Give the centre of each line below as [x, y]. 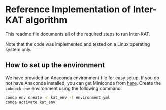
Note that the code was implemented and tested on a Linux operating [78, 44]
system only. [19, 49]
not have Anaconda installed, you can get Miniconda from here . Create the [83, 83]
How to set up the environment [55, 65]
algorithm [46, 20]
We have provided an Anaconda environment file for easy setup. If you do [82, 78]
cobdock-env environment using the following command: [64, 88]
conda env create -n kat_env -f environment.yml [58, 97]
